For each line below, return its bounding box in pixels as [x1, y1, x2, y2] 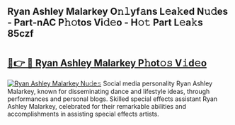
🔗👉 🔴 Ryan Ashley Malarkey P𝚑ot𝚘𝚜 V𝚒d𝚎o [7, 56, 207, 69]
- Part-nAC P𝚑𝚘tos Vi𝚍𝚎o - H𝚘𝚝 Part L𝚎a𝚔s [7, 17, 203, 29]
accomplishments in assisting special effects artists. [7, 109, 159, 118]
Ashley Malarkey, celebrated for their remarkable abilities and [7, 102, 186, 110]
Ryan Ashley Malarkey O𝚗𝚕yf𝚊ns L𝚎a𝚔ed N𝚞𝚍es [7, 6, 229, 18]
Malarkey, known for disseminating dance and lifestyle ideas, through [7, 88, 210, 95]
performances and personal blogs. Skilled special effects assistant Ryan [7, 95, 218, 103]
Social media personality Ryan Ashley [103, 79, 213, 88]
